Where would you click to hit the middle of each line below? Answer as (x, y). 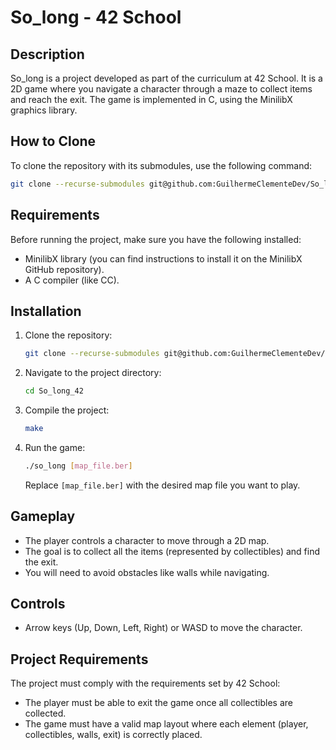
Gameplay (43, 516)
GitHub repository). (64, 269)
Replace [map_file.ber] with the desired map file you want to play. (162, 485)
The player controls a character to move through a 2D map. (147, 540)
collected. (45, 713)
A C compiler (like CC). (72, 280)
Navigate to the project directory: (93, 373)
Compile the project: (67, 410)
